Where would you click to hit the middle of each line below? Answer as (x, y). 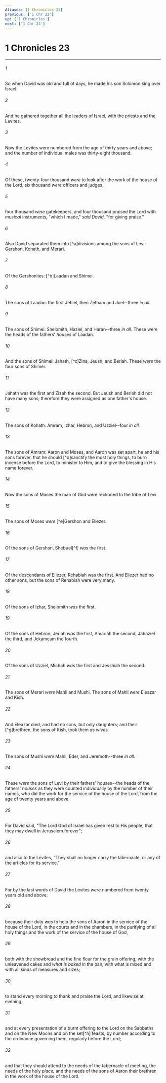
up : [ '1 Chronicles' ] (27, 19)
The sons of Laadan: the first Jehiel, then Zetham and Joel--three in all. (78, 302)
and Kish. (15, 697)
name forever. (19, 468)
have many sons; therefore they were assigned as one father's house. (76, 399)
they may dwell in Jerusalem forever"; (44, 831)
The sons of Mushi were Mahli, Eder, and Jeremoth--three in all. (70, 756)
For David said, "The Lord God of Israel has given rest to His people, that (79, 826)
